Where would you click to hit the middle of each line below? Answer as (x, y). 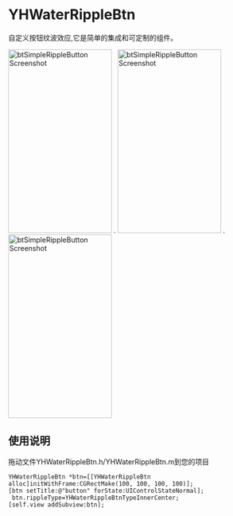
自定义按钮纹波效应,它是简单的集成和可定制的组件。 (93, 37)
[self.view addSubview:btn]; (56, 504)
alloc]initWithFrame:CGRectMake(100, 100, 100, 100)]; (101, 483)
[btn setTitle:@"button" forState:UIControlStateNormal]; (106, 491)
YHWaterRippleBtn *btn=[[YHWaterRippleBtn (80, 477)
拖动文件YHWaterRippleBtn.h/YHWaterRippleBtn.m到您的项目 (109, 461)
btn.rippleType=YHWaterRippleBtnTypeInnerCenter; (95, 498)
